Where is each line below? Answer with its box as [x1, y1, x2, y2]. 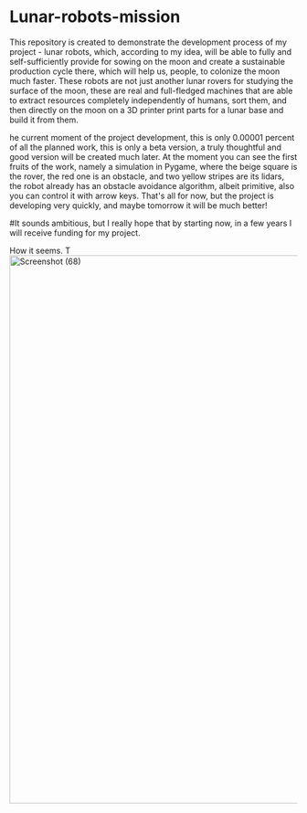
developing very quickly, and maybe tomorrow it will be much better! [9, 199, 268, 211]
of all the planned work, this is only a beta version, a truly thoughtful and [9, 142, 281, 153]
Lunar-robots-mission [9, 6, 181, 27]
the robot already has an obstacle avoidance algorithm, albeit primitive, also [9, 180, 295, 191]
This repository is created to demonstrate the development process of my [9, 37, 288, 48]
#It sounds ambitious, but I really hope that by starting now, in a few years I [9, 217, 292, 228]
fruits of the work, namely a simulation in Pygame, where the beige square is [9, 161, 298, 172]
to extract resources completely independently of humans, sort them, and [9, 94, 288, 106]
